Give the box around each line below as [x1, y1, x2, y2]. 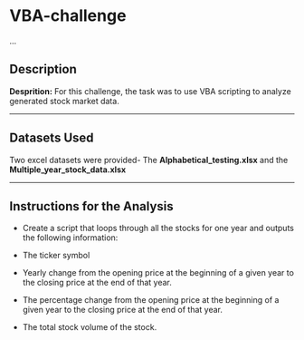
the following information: [22, 232, 119, 243]
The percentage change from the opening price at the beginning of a [22, 295, 280, 306]
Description [9, 62, 77, 77]
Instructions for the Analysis [9, 199, 174, 214]
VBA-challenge [9, 5, 127, 26]
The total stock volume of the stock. [22, 322, 157, 333]
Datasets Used [9, 131, 94, 146]
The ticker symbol [22, 250, 90, 261]
